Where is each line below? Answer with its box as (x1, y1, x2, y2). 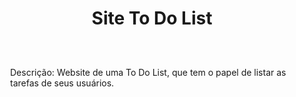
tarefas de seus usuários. (10, 77, 115, 89)
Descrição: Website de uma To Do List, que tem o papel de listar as (10, 66, 287, 78)
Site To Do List (91, 7, 213, 30)
